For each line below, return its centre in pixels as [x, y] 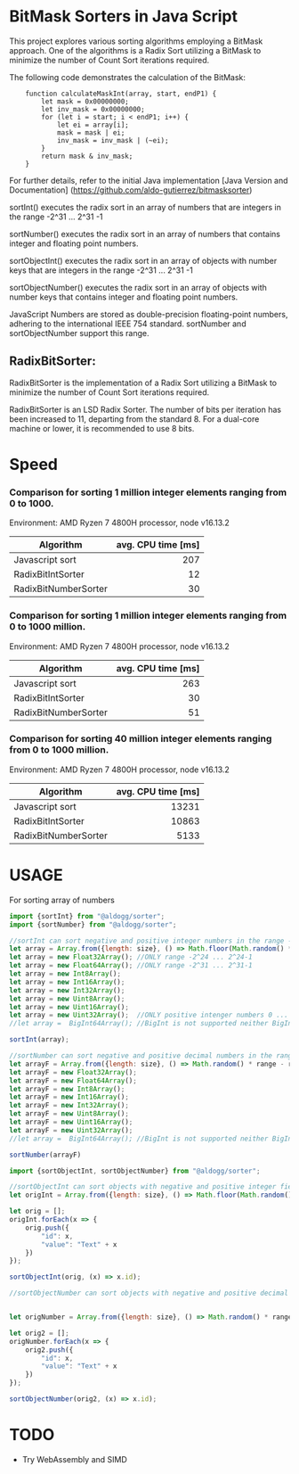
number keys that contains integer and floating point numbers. [124, 297]
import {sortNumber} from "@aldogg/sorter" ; [93, 925]
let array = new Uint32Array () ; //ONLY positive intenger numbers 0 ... [149, 1015]
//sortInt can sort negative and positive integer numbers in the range [147, 941]
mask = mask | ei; [91, 132]
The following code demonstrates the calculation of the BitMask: [128, 77]
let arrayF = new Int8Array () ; [67, 1089]
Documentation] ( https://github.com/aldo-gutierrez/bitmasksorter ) [131, 190]
